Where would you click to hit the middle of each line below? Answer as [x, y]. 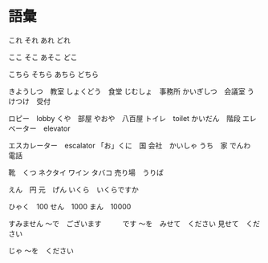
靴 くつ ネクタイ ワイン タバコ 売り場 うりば [86, 172]
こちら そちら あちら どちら [53, 74]
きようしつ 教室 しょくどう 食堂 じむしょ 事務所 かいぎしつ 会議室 [127, 91]
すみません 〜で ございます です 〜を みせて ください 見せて [124, 223]
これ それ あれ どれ [39, 40]
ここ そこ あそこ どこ [43, 57]
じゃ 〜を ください [41, 250]
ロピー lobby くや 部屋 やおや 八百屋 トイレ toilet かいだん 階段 [124, 118]
